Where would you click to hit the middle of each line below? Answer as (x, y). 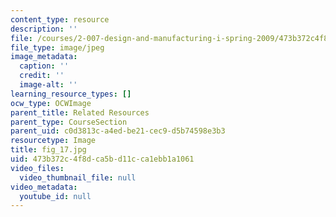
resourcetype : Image (53, 141)
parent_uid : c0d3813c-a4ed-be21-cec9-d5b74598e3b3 (118, 131)
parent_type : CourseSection (69, 122)
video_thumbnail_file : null (78, 177)
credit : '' (42, 76)
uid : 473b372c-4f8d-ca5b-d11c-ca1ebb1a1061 (102, 159)
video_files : (37, 168)
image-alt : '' (48, 85)
